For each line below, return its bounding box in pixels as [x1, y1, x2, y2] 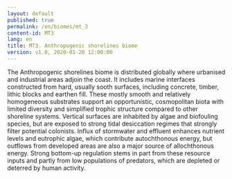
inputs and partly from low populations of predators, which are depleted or [7, 156, 220, 164]
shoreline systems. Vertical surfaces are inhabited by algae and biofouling [7, 112, 218, 120]
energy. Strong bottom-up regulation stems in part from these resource [7, 148, 211, 157]
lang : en [7, 36, 33, 43]
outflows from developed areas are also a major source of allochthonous [7, 142, 215, 150]
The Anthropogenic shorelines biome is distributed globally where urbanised [7, 67, 226, 76]
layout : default [7, 10, 54, 17]
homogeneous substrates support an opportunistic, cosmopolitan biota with [7, 97, 224, 105]
